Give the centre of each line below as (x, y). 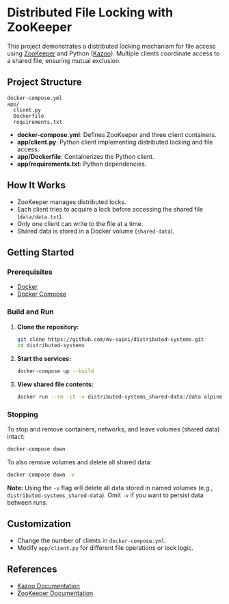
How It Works (37, 185)
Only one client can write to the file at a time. (80, 223)
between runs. (27, 503)
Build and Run (31, 312)
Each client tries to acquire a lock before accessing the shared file (110, 209)
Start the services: (44, 359)
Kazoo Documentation (48, 586)
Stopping (23, 414)
